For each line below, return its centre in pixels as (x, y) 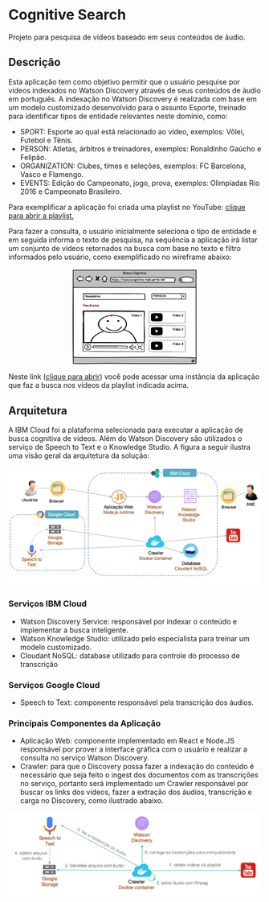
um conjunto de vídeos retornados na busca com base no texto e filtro (124, 248)
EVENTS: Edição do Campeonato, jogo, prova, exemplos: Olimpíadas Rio (140, 183)
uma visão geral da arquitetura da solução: (79, 455)
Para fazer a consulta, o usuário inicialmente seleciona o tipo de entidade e (132, 231)
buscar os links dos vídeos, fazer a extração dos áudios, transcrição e (136, 792)
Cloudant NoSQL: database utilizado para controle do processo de (130, 655)
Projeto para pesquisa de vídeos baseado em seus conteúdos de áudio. (127, 37)
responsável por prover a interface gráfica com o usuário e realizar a (133, 749)
